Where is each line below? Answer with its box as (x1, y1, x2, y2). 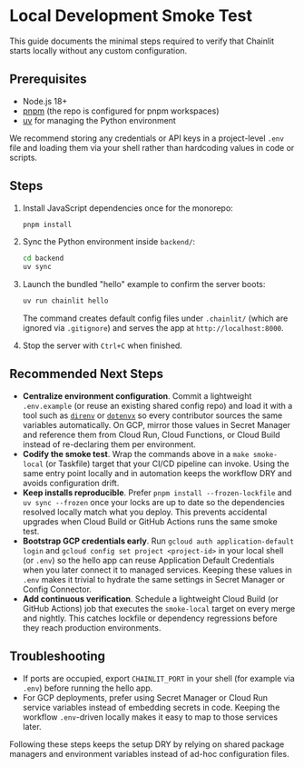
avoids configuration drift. (22, 477, 120, 488)
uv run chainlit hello (22, 296, 109, 305)
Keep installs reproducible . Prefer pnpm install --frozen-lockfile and (22, 487, 292, 498)
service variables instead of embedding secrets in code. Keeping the (22, 702, 280, 713)
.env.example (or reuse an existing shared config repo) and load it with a (22, 400, 293, 411)
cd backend (22, 254, 64, 264)
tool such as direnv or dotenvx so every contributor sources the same (22, 410, 283, 421)
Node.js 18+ (22, 95, 68, 106)
